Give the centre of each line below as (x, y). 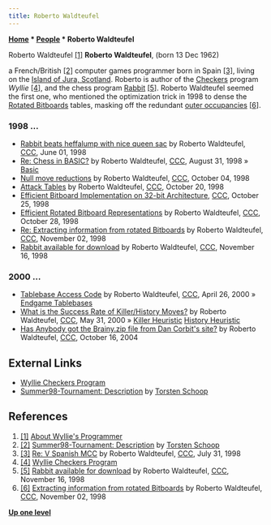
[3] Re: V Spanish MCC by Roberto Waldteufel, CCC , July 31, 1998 (130, 453)
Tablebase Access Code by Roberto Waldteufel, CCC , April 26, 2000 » (138, 295)
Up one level (30, 512)
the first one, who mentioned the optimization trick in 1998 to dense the (128, 96)
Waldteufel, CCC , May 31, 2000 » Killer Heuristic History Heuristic (130, 321)
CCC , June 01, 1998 (53, 152)
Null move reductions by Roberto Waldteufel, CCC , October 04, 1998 (135, 178)
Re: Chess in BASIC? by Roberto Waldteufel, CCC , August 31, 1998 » (134, 161)
